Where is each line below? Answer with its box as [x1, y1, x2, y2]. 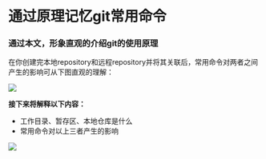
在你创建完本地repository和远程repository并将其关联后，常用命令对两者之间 [8, 58, 259, 67]
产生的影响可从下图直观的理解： [8, 67, 114, 77]
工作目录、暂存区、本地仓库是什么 [19, 117, 133, 126]
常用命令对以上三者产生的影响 [19, 126, 119, 136]
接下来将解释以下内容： [8, 99, 86, 109]
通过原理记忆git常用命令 [8, 7, 167, 26]
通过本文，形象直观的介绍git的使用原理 [8, 38, 159, 49]
